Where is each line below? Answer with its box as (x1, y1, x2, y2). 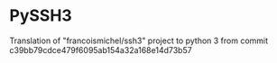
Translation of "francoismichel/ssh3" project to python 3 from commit (9, 35, 269, 46)
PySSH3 (9, 5, 72, 26)
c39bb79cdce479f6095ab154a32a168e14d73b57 (9, 44, 192, 55)
